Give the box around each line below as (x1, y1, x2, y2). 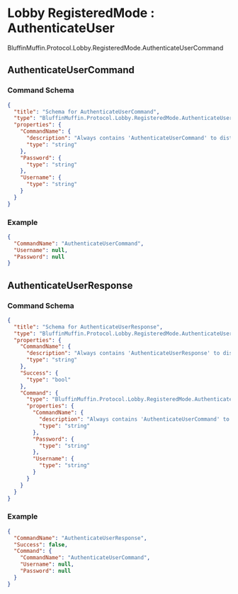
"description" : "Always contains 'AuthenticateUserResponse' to (25, 350, 220, 357)
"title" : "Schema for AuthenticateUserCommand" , (13, 108, 160, 115)
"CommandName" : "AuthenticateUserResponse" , (13, 534, 147, 541)
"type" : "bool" (25, 376, 72, 383)
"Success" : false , (13, 541, 69, 548)
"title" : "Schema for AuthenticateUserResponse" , (13, 323, 163, 331)
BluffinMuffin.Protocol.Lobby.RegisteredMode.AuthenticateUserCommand (7, 43, 224, 52)
